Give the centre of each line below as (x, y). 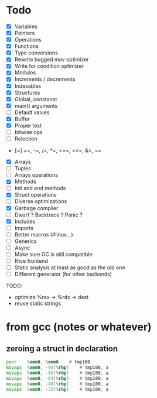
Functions (27, 46)
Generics (25, 241)
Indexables (28, 86)
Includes (25, 221)
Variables (26, 26)
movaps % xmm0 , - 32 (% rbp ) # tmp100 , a (57, 389)
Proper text (28, 125)
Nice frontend (31, 261)
